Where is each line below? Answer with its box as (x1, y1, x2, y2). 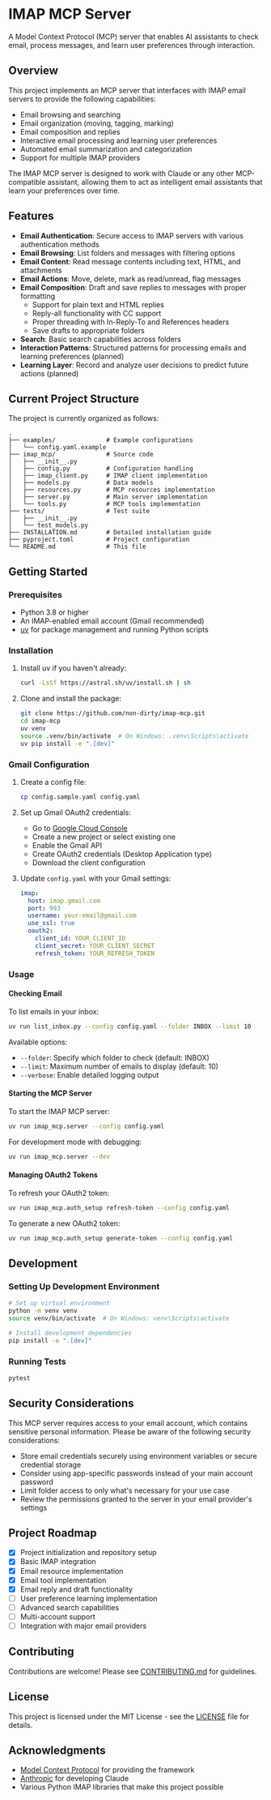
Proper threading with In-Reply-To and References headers (32, 317, 230, 327)
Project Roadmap (8, 1526, 97, 1540)
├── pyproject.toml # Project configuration (8, 536, 190, 544)
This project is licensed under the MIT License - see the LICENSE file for (8, 1712, 249, 1721)
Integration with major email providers (19, 1621, 147, 1631)
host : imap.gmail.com (28, 897, 101, 905)
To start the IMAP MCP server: (8, 1106, 110, 1116)
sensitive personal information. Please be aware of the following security (8, 1426, 252, 1436)
